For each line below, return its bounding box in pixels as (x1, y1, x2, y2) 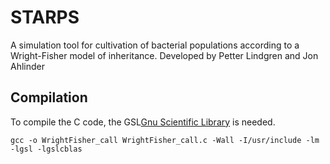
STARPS (10, 6, 80, 29)
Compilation (10, 89, 88, 106)
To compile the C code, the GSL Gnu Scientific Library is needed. (10, 116, 276, 128)
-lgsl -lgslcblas (10, 144, 83, 154)
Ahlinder (10, 60, 45, 72)
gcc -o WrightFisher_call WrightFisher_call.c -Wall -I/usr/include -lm (10, 135, 320, 145)
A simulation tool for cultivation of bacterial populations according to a (10, 39, 300, 51)
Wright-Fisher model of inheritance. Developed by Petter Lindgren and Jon (10, 49, 319, 61)
